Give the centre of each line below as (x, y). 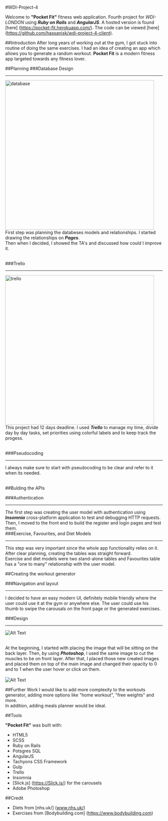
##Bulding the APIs (25, 488)
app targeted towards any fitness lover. (45, 59)
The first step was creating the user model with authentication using (75, 512)
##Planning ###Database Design (39, 68)
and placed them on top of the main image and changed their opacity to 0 (81, 664)
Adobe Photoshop (31, 788)
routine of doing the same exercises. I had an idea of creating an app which (83, 48)
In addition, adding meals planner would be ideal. (56, 706)
